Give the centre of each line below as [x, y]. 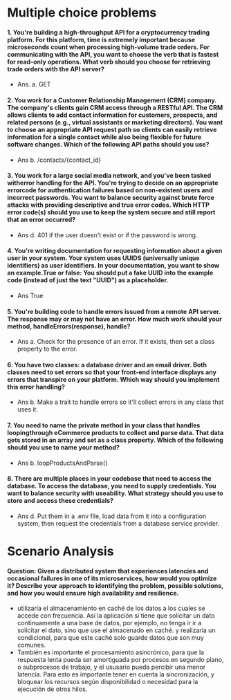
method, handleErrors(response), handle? [69, 326]
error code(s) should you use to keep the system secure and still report [111, 212]
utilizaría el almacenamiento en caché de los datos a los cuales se [111, 608]
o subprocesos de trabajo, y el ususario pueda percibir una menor [111, 667]
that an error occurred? [41, 220]
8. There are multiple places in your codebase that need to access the [110, 479]
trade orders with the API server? [56, 69]
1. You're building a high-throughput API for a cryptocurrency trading [109, 32]
